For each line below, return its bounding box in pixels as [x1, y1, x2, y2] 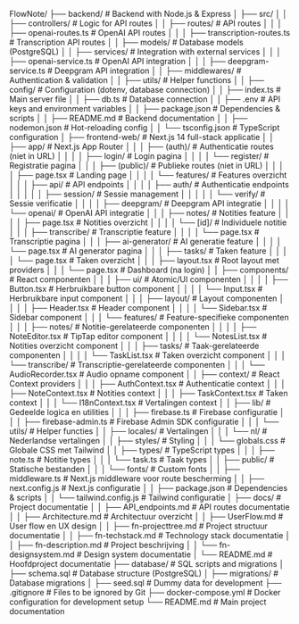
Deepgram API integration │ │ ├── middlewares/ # [54, 65, 242, 76]
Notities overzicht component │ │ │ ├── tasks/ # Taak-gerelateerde [9, 340, 260, 351]
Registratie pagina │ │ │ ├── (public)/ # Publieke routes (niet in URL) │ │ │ [9, 161, 284, 171]
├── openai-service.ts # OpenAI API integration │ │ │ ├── [9, 56, 226, 66]
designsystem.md [9, 549, 75, 560]
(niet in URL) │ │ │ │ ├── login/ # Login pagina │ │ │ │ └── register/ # [9, 151, 270, 161]
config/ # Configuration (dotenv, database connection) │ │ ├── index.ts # [9, 85, 281, 95]
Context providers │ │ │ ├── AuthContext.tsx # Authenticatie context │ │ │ [9, 379, 287, 388]
